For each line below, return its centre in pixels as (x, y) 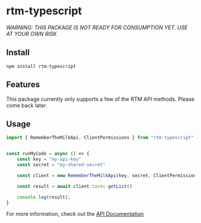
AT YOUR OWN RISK (31, 33)
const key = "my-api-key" (49, 159)
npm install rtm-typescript (41, 66)
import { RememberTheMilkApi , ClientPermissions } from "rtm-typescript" (100, 138)
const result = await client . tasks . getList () (75, 186)
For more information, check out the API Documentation (75, 214)
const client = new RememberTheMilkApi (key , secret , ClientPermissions (108, 175)
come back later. (27, 105)
